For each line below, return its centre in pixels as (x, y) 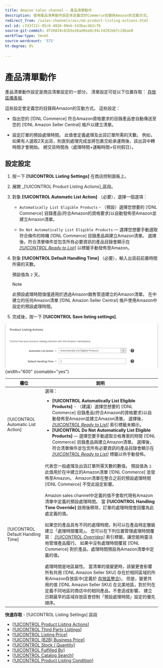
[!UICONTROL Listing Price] (40, 635)
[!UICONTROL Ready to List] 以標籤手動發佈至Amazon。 (76, 248)
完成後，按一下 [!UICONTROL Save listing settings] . (65, 317)
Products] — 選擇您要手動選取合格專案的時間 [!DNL (104, 436)
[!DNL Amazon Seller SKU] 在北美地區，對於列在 (107, 584)
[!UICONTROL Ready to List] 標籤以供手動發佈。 (100, 454)
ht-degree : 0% (19, 46)
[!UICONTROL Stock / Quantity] (43, 645)
